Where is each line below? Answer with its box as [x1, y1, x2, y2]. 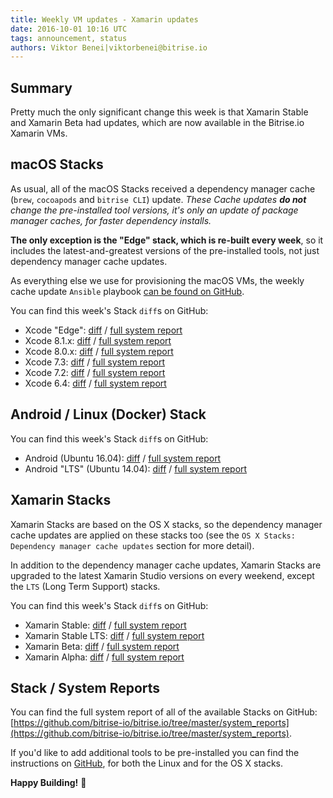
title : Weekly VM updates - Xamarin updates [10, 14, 199, 25]
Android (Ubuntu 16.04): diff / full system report [24, 452, 222, 464]
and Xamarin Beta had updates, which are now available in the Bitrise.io [10, 117, 305, 129]
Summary [10, 79, 73, 96]
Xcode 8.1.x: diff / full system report [24, 334, 172, 346]
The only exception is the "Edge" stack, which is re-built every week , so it [10, 234, 324, 246]
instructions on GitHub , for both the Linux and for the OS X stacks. [10, 757, 284, 770]
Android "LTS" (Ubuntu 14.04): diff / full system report [24, 462, 248, 475]
